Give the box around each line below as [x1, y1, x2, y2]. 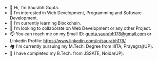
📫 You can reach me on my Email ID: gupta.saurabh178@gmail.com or [9, 31, 152, 37]
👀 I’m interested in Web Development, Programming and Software [9, 10, 142, 16]
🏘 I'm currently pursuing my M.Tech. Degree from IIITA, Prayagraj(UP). [9, 43, 154, 49]
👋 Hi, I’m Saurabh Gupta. [9, 5, 59, 10]
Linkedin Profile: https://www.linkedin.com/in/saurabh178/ [9, 38, 126, 43]
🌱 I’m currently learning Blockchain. [9, 20, 81, 26]
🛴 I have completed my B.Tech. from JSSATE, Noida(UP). [9, 50, 124, 56]
